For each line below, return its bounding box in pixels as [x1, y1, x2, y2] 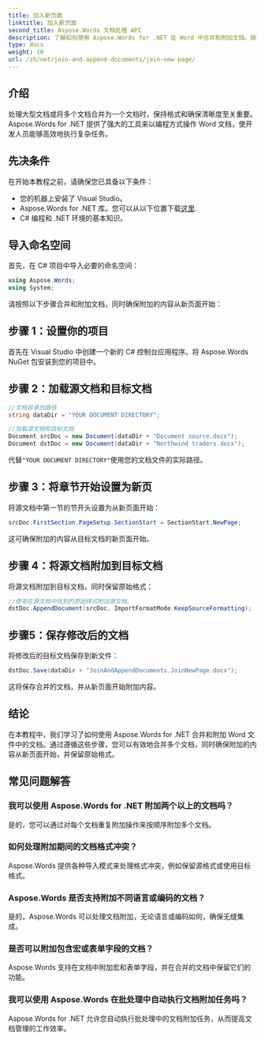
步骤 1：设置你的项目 [8, 324, 109, 338]
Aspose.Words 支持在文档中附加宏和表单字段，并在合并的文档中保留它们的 [8, 963, 252, 972]
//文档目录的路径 [8, 403, 57, 411]
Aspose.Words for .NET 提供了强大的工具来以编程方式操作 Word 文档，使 [8, 119, 246, 129]
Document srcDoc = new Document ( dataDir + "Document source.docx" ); [8, 432, 238, 440]
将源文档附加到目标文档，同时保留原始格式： [8, 582, 154, 591]
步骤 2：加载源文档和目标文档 [8, 382, 152, 395]
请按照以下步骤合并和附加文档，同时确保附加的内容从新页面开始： [8, 299, 222, 309]
